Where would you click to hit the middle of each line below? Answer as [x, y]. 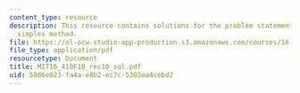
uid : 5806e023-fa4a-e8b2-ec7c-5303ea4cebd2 [92, 75]
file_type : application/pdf [62, 50]
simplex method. [47, 34]
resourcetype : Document [54, 58]
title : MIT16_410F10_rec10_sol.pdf [75, 67]
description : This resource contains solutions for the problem [131, 26]
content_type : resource [54, 17]
